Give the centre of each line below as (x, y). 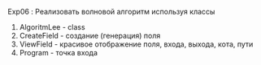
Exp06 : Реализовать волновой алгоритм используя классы (111, 12)
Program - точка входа (59, 53)
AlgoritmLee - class (52, 27)
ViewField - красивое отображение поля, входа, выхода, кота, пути (136, 44)
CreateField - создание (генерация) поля (90, 36)
